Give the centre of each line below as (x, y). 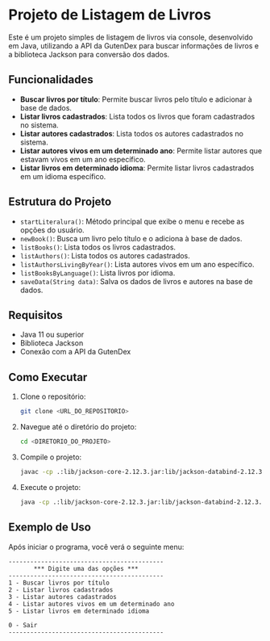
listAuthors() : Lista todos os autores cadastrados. (105, 255)
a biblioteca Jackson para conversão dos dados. (89, 54)
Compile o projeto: (51, 457)
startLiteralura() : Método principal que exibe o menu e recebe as (132, 221)
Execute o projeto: (50, 487)
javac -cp (37, 471)
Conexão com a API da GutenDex (75, 352)
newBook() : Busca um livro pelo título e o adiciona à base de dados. (131, 238)
